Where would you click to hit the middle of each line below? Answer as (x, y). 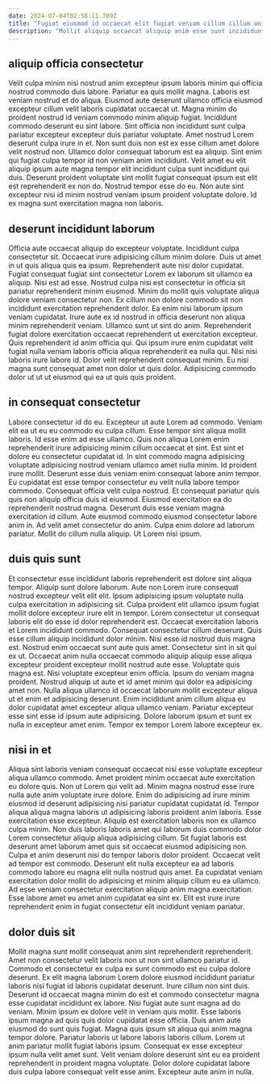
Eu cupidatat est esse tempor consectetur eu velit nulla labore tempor (124, 482)
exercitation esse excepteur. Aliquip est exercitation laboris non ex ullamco (132, 820)
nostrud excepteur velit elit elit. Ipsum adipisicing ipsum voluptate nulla (126, 596)
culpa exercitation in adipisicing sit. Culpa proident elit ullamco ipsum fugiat (134, 604)
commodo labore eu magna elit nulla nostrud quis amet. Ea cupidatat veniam (135, 872)
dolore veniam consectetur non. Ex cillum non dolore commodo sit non (126, 299)
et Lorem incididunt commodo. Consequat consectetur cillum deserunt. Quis (135, 630)
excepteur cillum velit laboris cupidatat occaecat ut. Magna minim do (123, 109)
